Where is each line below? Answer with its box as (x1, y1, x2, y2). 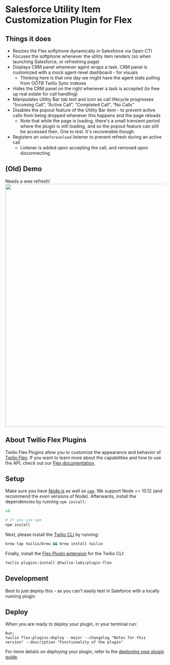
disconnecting (20, 150, 50, 156)
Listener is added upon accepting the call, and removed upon (20, 145, 148, 150)
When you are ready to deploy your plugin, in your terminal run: (5, 621, 138, 627)
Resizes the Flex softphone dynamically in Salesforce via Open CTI (12, 48, 152, 54)
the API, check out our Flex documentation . (5, 460, 96, 466)
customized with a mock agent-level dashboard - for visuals (12, 69, 138, 75)
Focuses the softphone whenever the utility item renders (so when (12, 53, 151, 59)
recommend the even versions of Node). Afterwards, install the (5, 493, 137, 500)
